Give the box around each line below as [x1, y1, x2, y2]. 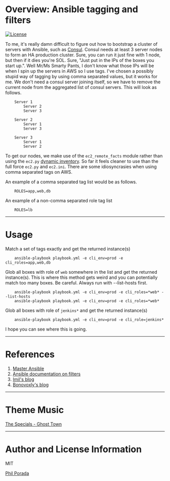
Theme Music [5, 404, 64, 415]
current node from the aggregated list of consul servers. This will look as [5, 84, 157, 90]
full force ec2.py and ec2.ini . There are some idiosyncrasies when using [5, 164, 157, 170]
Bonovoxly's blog [12, 381, 49, 388]
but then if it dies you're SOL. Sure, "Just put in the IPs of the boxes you [5, 57, 154, 63]
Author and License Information [5, 443, 142, 455]
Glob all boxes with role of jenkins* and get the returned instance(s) [5, 307, 148, 313]
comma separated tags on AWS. [5, 169, 72, 175]
